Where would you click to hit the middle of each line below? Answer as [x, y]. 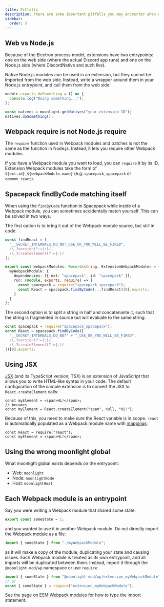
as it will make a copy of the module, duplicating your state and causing [77, 552]
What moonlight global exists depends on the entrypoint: [62, 463]
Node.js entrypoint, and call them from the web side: [58, 85]
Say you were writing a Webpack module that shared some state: [71, 510]
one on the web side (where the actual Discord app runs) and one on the [78, 60]
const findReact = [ [26, 240]
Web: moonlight [28, 473]
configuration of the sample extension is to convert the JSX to [67, 387]
